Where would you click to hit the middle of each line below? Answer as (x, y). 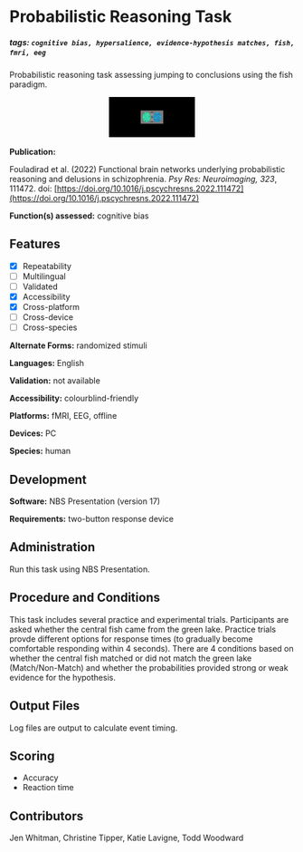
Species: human (40, 451)
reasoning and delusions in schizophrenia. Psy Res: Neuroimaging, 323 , (143, 179)
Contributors (47, 816)
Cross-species (50, 327)
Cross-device (48, 317)
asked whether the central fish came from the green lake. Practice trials (143, 629)
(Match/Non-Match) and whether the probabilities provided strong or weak (149, 667)
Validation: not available (55, 381)
